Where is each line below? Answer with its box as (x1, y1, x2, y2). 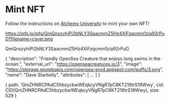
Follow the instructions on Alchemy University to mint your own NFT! (5, 20, 150, 27)
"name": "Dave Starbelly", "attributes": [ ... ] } (5, 71, 101, 78)
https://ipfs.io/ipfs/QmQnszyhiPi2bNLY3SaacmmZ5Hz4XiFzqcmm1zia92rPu (5, 30, 165, 36)
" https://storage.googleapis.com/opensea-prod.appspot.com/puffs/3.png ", (5, 66, 163, 72)
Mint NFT (5, 4, 45, 15)
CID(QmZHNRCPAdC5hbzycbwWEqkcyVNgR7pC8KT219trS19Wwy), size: (5, 87, 160, 93)
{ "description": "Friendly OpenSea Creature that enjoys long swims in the (5, 55, 161, 62)
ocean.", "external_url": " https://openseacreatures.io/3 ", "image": (5, 61, 142, 67)
